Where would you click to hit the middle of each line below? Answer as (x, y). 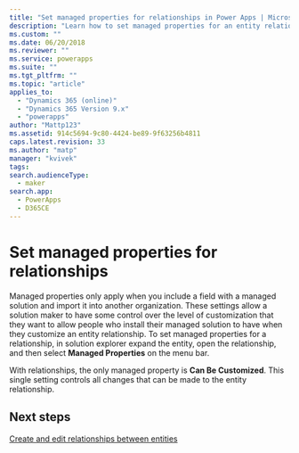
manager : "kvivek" (43, 158)
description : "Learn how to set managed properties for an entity (135, 26)
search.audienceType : (49, 175)
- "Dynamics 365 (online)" (67, 100)
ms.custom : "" (36, 34)
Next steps (40, 417)
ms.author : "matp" (43, 150)
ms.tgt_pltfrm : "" (43, 76)
